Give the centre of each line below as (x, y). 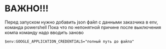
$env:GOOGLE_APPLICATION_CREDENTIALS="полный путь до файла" (70, 41)
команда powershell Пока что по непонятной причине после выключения (83, 27)
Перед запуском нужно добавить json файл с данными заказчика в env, (81, 22)
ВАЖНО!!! (27, 9)
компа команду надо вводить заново (44, 32)
